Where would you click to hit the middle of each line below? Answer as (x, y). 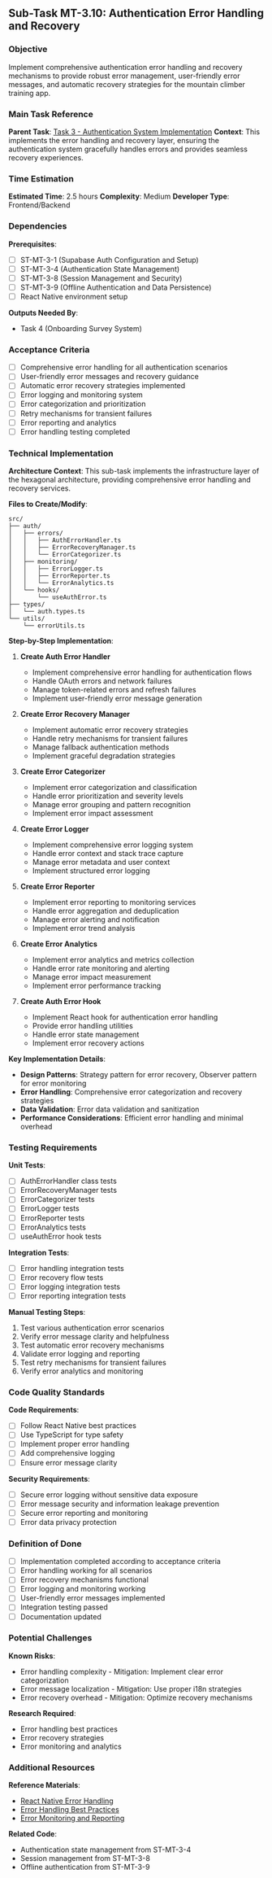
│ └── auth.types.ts (47, 611)
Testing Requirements (53, 1147)
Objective (28, 50)
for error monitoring (53, 1083)
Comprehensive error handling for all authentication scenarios (124, 367)
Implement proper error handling (75, 1444)
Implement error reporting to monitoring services (114, 902)
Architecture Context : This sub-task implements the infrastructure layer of (134, 470)
